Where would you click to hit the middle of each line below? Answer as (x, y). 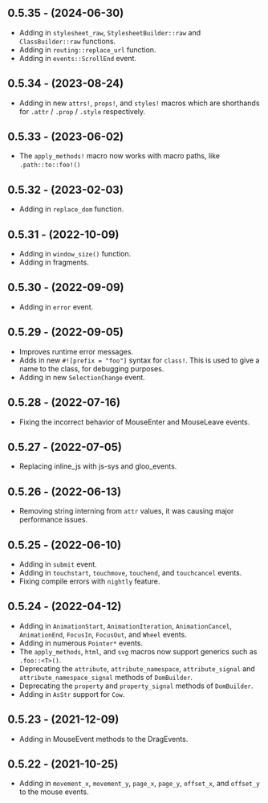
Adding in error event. (56, 307)
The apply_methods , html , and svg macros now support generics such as (138, 651)
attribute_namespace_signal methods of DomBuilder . (106, 677)
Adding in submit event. (58, 564)
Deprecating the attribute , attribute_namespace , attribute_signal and (137, 668)
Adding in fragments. (54, 262)
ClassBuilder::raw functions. (67, 41)
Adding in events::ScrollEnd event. (78, 58)
